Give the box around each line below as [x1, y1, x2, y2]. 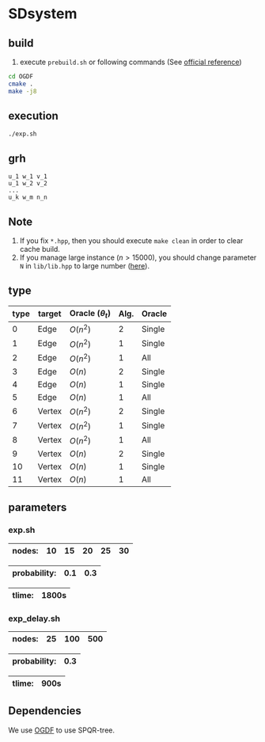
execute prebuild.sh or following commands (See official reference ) [19, 57, 243, 67]
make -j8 [8, 87, 37, 95]
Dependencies [8, 704, 81, 717]
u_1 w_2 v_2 [8, 180, 47, 188]
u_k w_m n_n [8, 193, 47, 202]
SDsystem [8, 5, 78, 23]
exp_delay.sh [8, 613, 61, 624]
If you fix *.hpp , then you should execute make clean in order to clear [19, 236, 244, 245]
